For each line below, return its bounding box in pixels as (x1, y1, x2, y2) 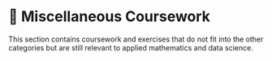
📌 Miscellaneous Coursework (8, 7, 211, 26)
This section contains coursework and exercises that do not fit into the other (8, 34, 264, 44)
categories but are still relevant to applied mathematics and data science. (8, 42, 253, 52)
